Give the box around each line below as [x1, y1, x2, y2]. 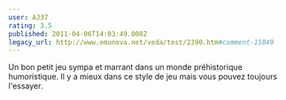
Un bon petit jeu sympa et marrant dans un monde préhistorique [8, 62, 243, 73]
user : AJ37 [8, 12, 49, 22]
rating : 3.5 [8, 21, 52, 30]
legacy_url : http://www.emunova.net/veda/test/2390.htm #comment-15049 [8, 37, 274, 47]
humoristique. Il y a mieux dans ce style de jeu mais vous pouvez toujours [8, 72, 278, 82]
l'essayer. [8, 81, 43, 91]
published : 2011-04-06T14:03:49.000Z [8, 29, 148, 38]
